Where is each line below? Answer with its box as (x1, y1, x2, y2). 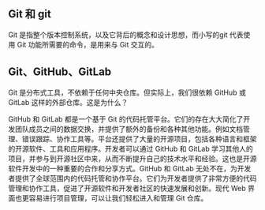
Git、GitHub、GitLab (8, 66, 112, 79)
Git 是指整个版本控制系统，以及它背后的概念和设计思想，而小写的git (8, 30, 228, 39)
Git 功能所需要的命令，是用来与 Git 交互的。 (17, 39, 159, 49)
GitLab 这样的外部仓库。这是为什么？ (8, 97, 129, 107)
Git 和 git (8, 7, 51, 21)
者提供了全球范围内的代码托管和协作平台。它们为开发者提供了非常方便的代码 (8, 173, 257, 183)
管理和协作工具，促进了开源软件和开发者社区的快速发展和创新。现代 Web (8, 183, 246, 193)
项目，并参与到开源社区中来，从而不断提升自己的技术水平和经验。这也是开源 (8, 153, 257, 163)
